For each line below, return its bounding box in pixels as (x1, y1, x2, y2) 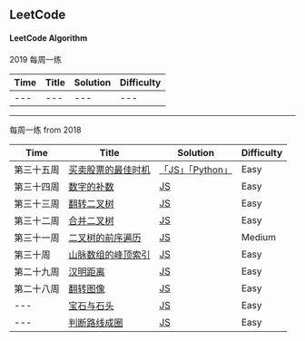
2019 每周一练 (9, 54, 62, 64)
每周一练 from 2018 (9, 124, 82, 135)
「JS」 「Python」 (159, 163, 233, 176)
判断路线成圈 (68, 317, 124, 329)
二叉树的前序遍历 (68, 231, 143, 244)
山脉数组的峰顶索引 (68, 248, 152, 261)
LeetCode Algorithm (9, 32, 88, 44)
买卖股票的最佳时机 (68, 163, 152, 176)
